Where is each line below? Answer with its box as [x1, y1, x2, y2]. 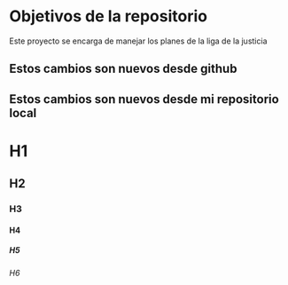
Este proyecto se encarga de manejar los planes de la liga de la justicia [9, 36, 268, 46]
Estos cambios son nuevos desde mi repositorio [9, 91, 279, 107]
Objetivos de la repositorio [9, 6, 208, 27]
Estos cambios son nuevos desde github [9, 61, 237, 76]
